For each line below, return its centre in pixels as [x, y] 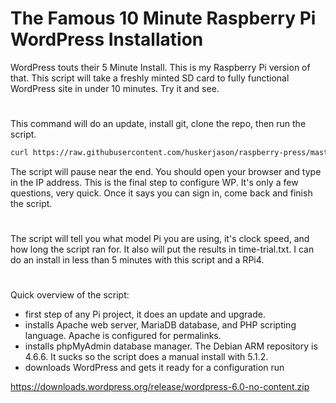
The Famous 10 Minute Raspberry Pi [163, 18]
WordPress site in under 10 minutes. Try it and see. [115, 88]
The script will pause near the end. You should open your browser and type [166, 171]
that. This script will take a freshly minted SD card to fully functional [150, 78]
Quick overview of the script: [70, 295]
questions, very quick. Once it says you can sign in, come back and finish [161, 193]
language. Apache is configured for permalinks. [123, 336]
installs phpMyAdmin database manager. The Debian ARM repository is [171, 346]
